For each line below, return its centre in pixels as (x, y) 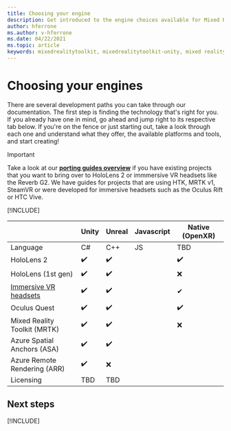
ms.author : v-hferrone (40, 33)
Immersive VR (33, 287)
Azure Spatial (32, 340)
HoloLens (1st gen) (42, 274)
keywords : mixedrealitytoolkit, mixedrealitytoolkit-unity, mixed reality (117, 52)
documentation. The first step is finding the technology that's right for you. (113, 112)
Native (199, 227)
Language (27, 247)
